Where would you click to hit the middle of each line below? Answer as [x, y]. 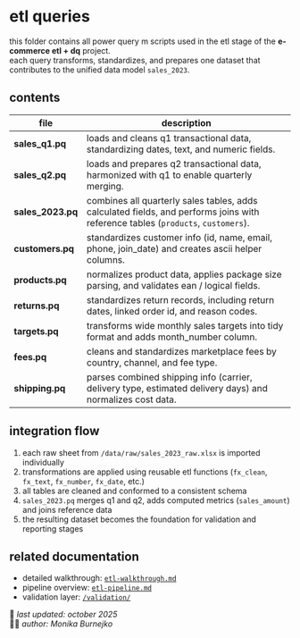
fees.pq [30, 357]
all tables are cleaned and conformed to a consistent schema [134, 491]
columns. [105, 259]
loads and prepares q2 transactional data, [174, 164]
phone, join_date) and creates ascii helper [174, 248]
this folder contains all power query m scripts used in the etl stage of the [143, 41]
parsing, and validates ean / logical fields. [173, 285]
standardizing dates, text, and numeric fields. [181, 149]
